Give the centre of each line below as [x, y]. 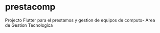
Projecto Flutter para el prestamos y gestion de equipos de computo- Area [80, 20]
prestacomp [30, 7]
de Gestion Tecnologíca [29, 25]
